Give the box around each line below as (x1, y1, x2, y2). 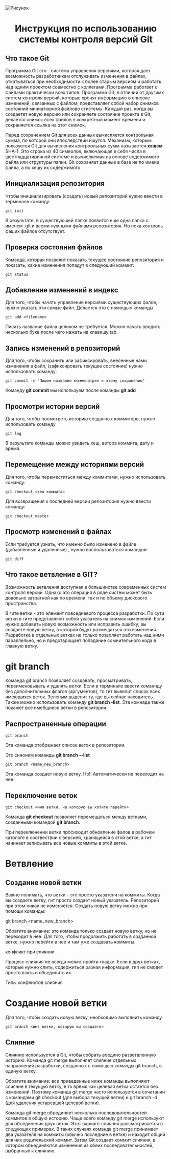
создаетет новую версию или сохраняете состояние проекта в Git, (5, 111, 152, 117)
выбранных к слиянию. (5, 1147, 56, 1154)
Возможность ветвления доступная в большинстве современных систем (5, 584, 166, 590)
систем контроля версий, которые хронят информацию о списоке (5, 95, 151, 101)
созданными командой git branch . (5, 819, 81, 825)
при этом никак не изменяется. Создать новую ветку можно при (5, 903, 148, 909)
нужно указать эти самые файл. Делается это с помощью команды (5, 305, 154, 311)
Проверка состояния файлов (5, 243, 103, 252)
